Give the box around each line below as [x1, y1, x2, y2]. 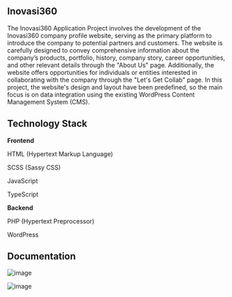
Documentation [7, 251, 76, 262]
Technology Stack [7, 118, 88, 130]
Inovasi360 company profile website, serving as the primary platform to [7, 31, 212, 40]
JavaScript [7, 176, 38, 185]
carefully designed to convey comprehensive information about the [7, 46, 200, 54]
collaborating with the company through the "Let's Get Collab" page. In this [7, 76, 222, 84]
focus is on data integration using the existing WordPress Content [7, 90, 195, 99]
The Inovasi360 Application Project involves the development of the [7, 24, 201, 32]
